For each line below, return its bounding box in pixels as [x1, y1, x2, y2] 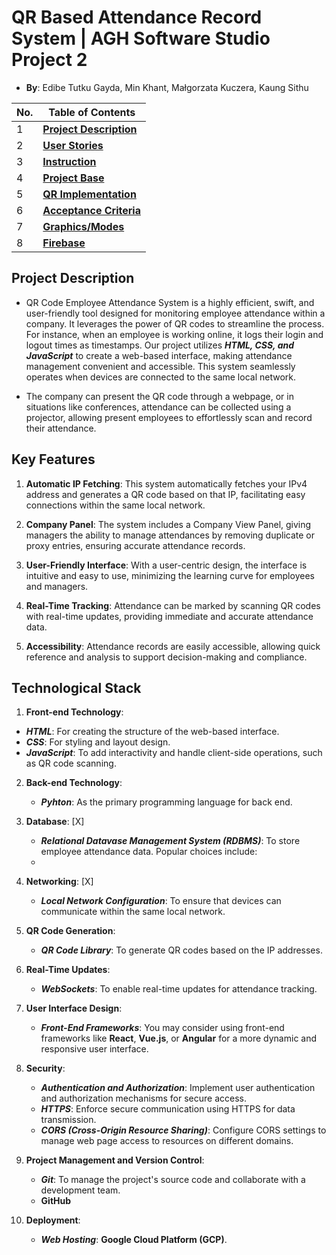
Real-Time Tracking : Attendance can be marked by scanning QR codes [25, 599, 321, 611]
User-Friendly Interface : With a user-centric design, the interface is [25, 559, 308, 571]
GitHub [40, 1195, 72, 1207]
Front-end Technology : [25, 706, 124, 718]
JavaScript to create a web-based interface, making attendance [25, 349, 293, 361]
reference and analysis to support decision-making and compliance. [25, 651, 308, 663]
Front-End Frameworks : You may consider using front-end [40, 1022, 285, 1034]
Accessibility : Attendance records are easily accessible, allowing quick [25, 640, 321, 652]
